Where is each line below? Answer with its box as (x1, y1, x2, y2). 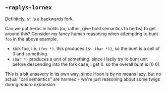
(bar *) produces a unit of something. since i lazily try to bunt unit (12, 56, 148, 62)
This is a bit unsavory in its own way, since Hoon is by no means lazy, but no (5, 71, 162, 77)
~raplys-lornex (5, 4, 52, 11)
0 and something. (12, 50, 49, 56)
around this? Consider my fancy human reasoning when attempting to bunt (5, 31, 158, 37)
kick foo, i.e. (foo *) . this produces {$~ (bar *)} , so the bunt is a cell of (12, 46, 160, 51)
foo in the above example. (5, 36, 58, 42)
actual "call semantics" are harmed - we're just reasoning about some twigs (5, 76, 160, 82)
